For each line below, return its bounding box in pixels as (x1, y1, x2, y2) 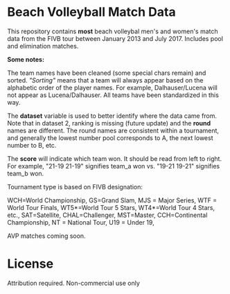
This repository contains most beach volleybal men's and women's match (7, 27, 218, 35)
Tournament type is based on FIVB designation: (7, 182, 143, 191)
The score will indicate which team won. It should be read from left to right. (7, 154, 222, 163)
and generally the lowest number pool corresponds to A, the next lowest (7, 133, 213, 142)
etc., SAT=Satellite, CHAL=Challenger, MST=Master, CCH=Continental (7, 211, 208, 219)
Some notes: (7, 55, 45, 63)
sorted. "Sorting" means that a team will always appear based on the (7, 76, 204, 84)
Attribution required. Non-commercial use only (7, 279, 141, 287)
